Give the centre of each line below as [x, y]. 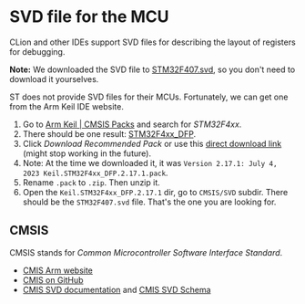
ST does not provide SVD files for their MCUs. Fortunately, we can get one [149, 97]
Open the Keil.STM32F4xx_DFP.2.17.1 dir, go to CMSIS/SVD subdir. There [155, 192]
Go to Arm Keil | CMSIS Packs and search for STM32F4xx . [132, 124]
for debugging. [37, 51]
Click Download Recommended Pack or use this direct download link [152, 143]
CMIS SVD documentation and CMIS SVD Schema [117, 289]
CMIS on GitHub [53, 279]
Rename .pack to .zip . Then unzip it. [91, 182]
